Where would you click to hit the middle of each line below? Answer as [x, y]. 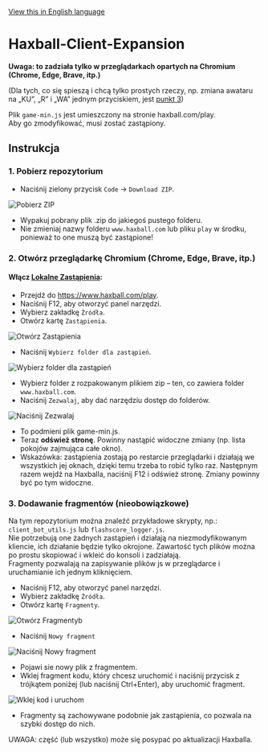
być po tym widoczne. [57, 483]
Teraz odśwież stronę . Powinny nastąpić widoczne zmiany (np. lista [133, 440]
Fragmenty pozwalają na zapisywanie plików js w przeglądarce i [114, 564]
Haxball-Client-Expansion [97, 44]
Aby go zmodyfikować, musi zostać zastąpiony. [87, 123]
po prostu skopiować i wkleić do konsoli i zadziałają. [95, 555]
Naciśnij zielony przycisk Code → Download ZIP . [97, 189]
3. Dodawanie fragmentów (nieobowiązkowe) [99, 503]
